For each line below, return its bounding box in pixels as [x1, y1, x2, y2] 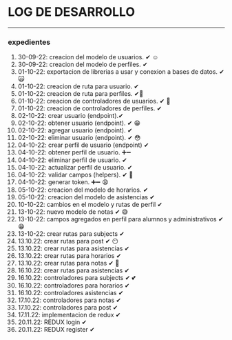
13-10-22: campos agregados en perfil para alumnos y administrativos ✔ [17, 215, 224, 223]
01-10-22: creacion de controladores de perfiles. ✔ [17, 104, 162, 112]
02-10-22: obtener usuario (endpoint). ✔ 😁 [17, 119, 140, 128]
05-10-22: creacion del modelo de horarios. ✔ [17, 186, 149, 194]
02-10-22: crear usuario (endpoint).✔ [17, 112, 124, 120]
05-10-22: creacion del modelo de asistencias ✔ [17, 193, 156, 201]
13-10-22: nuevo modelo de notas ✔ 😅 [17, 208, 129, 216]
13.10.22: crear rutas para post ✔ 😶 [17, 237, 119, 246]
